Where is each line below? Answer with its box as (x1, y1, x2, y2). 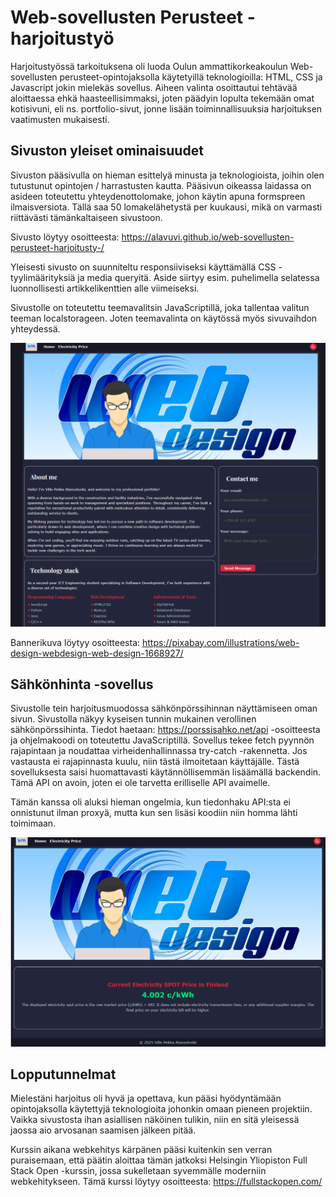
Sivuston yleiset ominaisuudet (10, 142, 204, 160)
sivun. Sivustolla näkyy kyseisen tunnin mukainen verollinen (10, 713, 257, 725)
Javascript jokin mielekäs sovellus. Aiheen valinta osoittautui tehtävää (10, 81, 298, 93)
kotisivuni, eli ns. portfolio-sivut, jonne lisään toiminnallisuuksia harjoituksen (10, 102, 323, 115)
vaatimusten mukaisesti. (10, 113, 110, 125)
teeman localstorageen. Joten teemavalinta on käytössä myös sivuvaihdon (10, 312, 318, 324)
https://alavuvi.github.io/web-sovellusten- (121, 231, 295, 243)
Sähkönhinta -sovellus (10, 676, 154, 693)
